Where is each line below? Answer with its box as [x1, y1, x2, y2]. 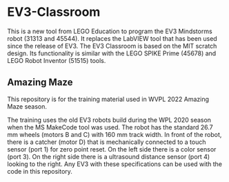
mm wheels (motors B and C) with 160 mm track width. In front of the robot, [7, 130, 222, 138]
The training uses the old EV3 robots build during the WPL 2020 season [7, 116, 212, 124]
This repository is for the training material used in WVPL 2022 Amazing [7, 95, 209, 103]
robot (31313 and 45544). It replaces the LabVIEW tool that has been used [7, 34, 217, 42]
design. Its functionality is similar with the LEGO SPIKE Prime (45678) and [7, 49, 217, 57]
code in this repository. [7, 167, 72, 175]
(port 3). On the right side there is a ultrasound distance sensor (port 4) [7, 152, 210, 161]
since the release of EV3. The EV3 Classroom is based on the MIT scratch [7, 42, 217, 50]
